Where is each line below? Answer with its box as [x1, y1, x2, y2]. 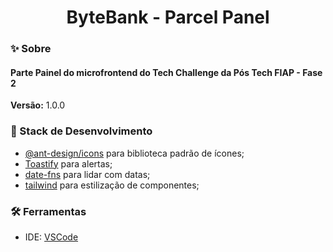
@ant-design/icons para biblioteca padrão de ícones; [24, 147, 245, 159]
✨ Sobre [10, 42, 52, 56]
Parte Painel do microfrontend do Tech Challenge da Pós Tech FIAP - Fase [10, 66, 323, 78]
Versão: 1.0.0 [10, 99, 66, 111]
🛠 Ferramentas [10, 204, 87, 218]
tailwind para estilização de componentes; [24, 179, 200, 191]
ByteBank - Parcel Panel [66, 6, 270, 29]
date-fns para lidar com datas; [24, 168, 151, 180]
